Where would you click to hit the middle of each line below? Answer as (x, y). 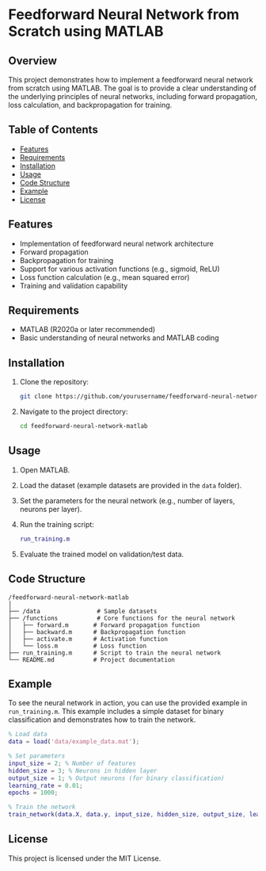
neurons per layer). (51, 509)
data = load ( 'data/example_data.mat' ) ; (74, 742)
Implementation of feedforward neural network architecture (116, 243)
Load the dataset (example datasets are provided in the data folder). (131, 485)
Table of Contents (53, 130)
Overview (33, 61)
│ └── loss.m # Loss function (78, 646)
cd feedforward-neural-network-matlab (84, 426)
